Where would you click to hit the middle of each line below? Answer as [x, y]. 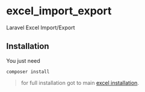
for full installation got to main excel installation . [80, 82]
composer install [28, 72]
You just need [23, 60]
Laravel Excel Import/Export [41, 27]
